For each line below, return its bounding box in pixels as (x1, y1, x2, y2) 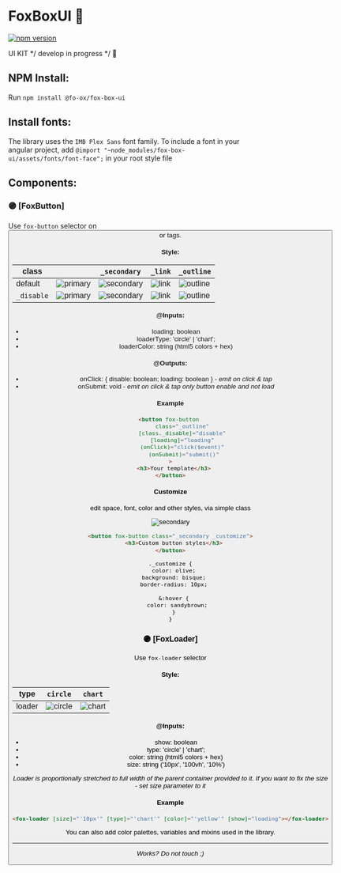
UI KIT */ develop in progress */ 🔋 (8, 48, 118, 58)
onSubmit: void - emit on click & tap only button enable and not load (77, 383, 275, 391)
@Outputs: (153, 359, 188, 367)
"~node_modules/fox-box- (103, 146, 185, 154)
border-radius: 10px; (140, 580, 208, 588)
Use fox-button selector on (8, 221, 97, 231)
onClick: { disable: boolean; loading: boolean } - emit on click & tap (80, 375, 272, 384)
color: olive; (152, 566, 196, 574)
